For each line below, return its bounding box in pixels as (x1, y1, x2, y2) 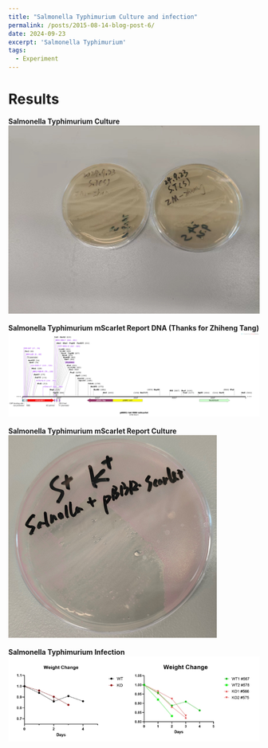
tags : (8, 46, 26, 55)
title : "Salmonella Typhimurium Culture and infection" (8, 13, 198, 21)
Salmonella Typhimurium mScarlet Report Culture (8, 426, 177, 436)
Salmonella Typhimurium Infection (8, 647, 125, 656)
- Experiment (15, 55, 59, 63)
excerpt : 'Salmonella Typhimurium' (8, 38, 127, 46)
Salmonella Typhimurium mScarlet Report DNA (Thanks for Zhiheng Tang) (8, 323, 259, 332)
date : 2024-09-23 (8, 29, 66, 37)
